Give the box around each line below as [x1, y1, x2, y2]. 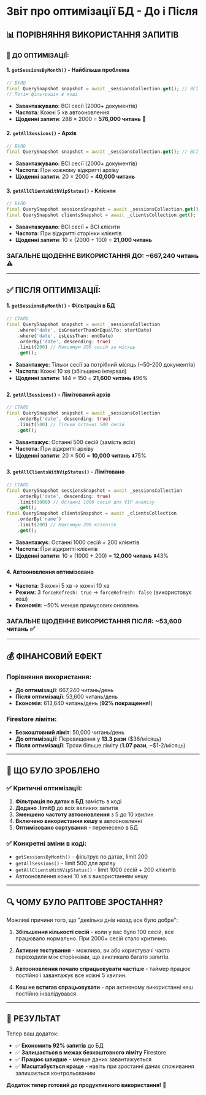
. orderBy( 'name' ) [17, 516, 62, 523]
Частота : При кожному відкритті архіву [15, 166, 120, 174]
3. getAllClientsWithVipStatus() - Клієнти [6, 187, 116, 194]
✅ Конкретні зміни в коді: [6, 839, 87, 848]
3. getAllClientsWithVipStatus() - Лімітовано [6, 468, 125, 475]
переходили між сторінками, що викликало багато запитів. [15, 953, 170, 961]
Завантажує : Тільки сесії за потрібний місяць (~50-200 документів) [15, 361, 196, 368]
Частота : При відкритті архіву [15, 445, 94, 452]
